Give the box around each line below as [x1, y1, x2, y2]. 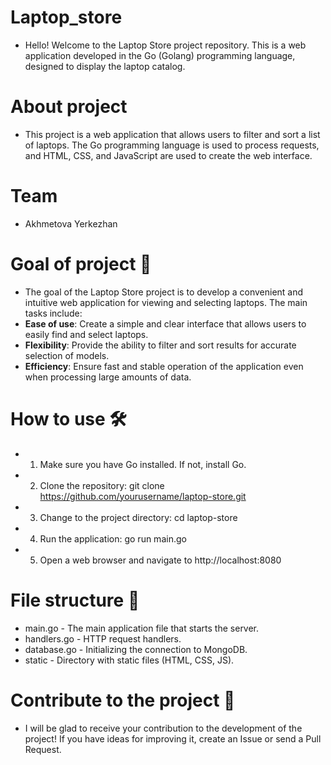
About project [10, 96, 128, 118]
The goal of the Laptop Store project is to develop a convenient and [24, 286, 304, 298]
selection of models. [24, 349, 110, 361]
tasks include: [24, 307, 83, 319]
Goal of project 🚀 [10, 253, 152, 275]
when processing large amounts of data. [24, 371, 192, 383]
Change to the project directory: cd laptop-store [39, 511, 238, 523]
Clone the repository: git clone [39, 479, 165, 491]
